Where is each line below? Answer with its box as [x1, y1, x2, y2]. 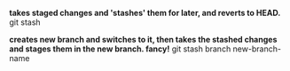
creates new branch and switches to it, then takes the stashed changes [9, 35, 278, 44]
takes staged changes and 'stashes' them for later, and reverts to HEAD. [9, 8, 281, 18]
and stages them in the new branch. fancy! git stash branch [9, 43, 231, 54]
